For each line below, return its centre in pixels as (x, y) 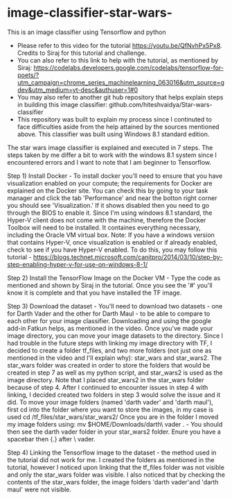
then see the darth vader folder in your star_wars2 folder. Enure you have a (114, 432)
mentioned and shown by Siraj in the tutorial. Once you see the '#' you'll (110, 285)
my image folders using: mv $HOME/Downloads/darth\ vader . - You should (115, 424)
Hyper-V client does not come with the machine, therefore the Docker (107, 220)
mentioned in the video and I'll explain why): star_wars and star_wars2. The (115, 358)
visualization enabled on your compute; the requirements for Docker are (110, 183)
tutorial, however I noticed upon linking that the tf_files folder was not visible (116, 467)
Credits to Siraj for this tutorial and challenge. (82, 53)
